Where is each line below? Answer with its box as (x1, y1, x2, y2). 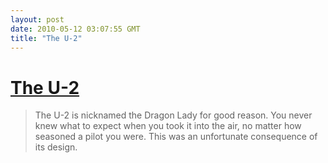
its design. (34, 141, 78, 153)
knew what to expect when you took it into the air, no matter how (34, 120, 302, 132)
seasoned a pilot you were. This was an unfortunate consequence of (34, 131, 318, 143)
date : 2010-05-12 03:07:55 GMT (10, 24, 141, 34)
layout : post (10, 14, 65, 25)
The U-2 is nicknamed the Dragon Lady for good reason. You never (34, 109, 313, 121)
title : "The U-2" (10, 33, 83, 43)
